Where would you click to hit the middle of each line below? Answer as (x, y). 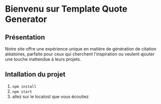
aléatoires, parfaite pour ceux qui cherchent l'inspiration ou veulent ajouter (80, 54)
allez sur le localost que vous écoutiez (50, 96)
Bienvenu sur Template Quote (66, 9)
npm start (22, 92)
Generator (26, 19)
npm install (24, 87)
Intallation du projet (35, 75)
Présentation (25, 37)
